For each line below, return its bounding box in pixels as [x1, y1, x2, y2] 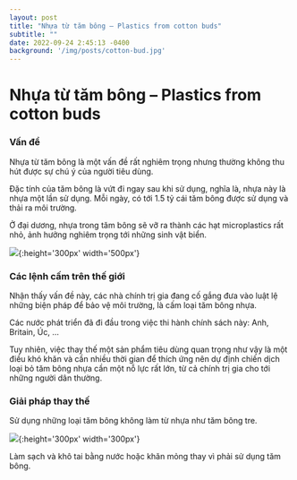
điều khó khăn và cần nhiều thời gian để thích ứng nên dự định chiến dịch [9, 353, 280, 364]
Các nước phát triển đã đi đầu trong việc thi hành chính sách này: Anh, [9, 317, 269, 328]
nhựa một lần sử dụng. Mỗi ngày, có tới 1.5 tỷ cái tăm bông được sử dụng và [9, 193, 289, 203]
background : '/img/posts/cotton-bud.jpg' [9, 47, 166, 56]
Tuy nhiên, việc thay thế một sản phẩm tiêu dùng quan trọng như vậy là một [9, 344, 288, 355]
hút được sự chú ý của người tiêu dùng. [9, 166, 154, 176]
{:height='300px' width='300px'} [18, 433, 140, 444]
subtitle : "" [9, 30, 58, 39]
